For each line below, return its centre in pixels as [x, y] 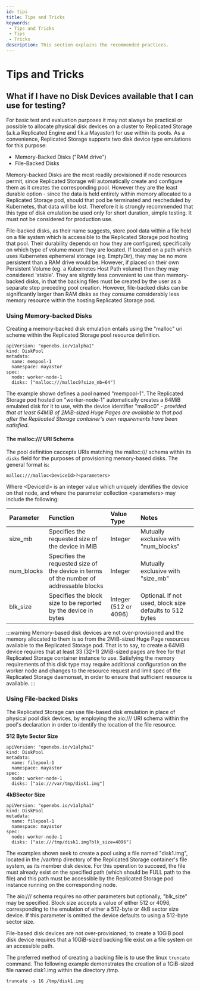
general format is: [28, 465]
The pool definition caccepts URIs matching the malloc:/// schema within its [99, 452]
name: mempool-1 [32, 362]
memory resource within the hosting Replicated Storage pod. [81, 300]
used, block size [163, 603]
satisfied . [18, 425]
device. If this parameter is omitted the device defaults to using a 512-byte [97, 915]
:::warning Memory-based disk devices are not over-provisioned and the [95, 633]
